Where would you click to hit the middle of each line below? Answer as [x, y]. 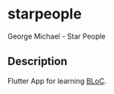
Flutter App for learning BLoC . [57, 80]
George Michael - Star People [57, 36]
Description [37, 61]
